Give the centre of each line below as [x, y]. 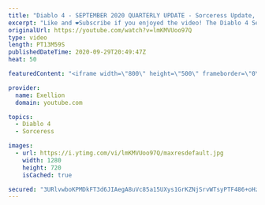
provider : [24, 88]
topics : [21, 117]
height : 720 [42, 168]
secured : [22, 189]
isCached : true [47, 175]
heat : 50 [22, 60]
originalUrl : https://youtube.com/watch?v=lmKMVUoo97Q [100, 30]
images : [21, 146]
